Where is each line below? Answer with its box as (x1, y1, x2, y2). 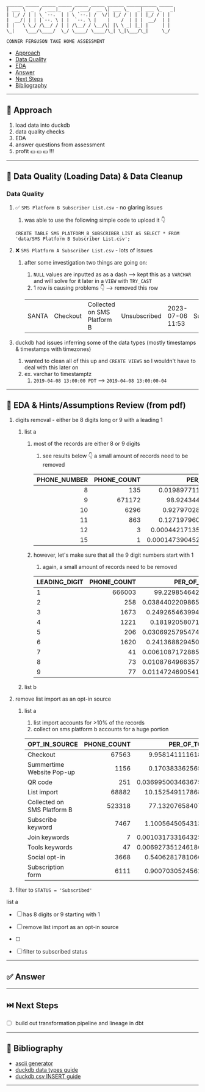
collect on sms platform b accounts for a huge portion (33, 726, 169, 733)
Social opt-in (27, 853, 65, 862)
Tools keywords (27, 843, 73, 852)
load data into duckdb (15, 121, 70, 129)
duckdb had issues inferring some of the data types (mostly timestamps (15, 339, 196, 346)
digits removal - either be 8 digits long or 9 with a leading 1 (15, 416, 163, 424)
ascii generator (15, 1060, 54, 1067)
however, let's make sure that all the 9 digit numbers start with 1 (33, 551, 194, 559)
